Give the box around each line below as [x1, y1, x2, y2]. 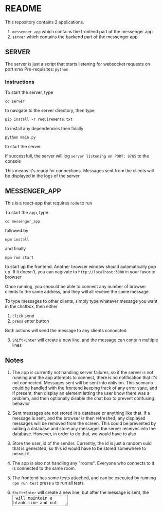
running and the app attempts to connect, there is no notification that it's [12, 375, 158, 380]
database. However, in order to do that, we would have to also [12, 431, 137, 437]
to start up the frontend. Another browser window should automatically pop [5, 264, 156, 269]
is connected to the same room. [12, 465, 76, 471]
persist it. [12, 450, 31, 456]
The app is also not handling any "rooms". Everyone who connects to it [12, 460, 155, 466]
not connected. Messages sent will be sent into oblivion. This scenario [12, 379, 153, 385]
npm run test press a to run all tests [12, 480, 84, 486]
